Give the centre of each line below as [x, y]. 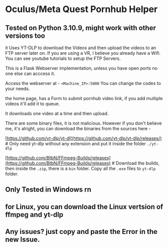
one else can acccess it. [30, 73]
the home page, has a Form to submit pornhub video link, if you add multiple [84, 98]
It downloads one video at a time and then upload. [57, 113]
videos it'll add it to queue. [33, 104]
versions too [25, 35]
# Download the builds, [136, 163]
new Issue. [23, 240]
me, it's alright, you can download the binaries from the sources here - [78, 129]
